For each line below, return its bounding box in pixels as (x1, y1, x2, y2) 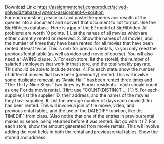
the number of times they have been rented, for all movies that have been (5, 41, 153, 46)
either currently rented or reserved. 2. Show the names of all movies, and (5, 35, 153, 41)
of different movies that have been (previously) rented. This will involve (5, 72, 148, 77)
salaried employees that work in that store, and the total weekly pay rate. (5, 61, 152, 67)
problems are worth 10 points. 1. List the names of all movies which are (5, 30, 148, 36)
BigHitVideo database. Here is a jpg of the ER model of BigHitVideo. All (5, 25, 148, 31)
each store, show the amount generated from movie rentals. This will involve (5, 123, 159, 129)
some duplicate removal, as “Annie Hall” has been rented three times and (5, 77, 153, 82)
